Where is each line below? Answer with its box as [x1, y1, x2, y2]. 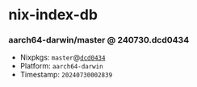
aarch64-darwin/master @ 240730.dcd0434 [8, 35, 190, 46]
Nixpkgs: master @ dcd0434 [19, 52, 106, 62]
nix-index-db [8, 6, 98, 24]
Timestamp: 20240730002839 [19, 70, 113, 80]
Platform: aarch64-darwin [19, 61, 103, 71]
